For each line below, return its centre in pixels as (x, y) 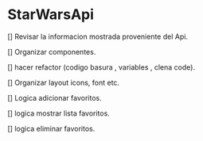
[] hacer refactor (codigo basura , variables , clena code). (101, 67)
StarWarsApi (51, 15)
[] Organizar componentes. (52, 51)
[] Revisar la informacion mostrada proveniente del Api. (98, 36)
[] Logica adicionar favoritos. (55, 97)
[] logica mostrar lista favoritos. (59, 113)
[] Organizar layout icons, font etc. (64, 82)
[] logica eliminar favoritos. (51, 128)
